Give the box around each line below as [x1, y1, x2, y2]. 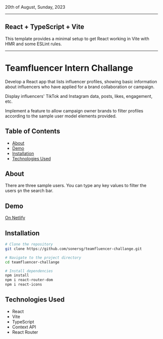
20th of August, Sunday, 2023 [5, 4, 65, 10]
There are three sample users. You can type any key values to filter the [5, 183, 147, 188]
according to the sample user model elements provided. [5, 113, 117, 119]
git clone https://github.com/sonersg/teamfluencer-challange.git [5, 246, 142, 251]
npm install [5, 273, 29, 278]
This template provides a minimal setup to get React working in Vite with [5, 36, 149, 41]
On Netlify [5, 215, 26, 221]
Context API [12, 324, 36, 330]
